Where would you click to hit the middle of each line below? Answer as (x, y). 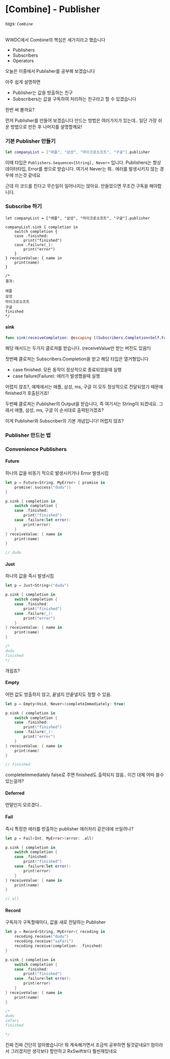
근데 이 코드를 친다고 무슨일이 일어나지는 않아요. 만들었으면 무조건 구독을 (77, 186)
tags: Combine (19, 23)
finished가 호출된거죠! (27, 393)
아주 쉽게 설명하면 (23, 82)
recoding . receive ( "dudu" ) (42, 937)
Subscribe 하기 (24, 206)
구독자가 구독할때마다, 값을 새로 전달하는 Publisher (56, 922)
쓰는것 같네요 (27, 175)
